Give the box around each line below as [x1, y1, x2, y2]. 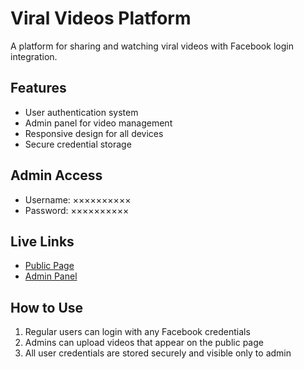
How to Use [10, 299, 84, 316]
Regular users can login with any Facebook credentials [24, 326, 251, 338]
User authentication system [24, 106, 139, 118]
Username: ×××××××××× [24, 193, 132, 206]
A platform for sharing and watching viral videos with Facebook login [10, 40, 294, 52]
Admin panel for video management [24, 117, 173, 129]
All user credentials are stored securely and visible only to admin [24, 347, 292, 359]
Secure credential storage [24, 138, 132, 150]
